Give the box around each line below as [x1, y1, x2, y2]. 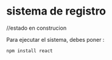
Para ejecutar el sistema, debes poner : [6, 36, 105, 43]
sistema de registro [6, 4, 107, 18]
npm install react [6, 47, 53, 54]
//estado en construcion [6, 24, 67, 32]
